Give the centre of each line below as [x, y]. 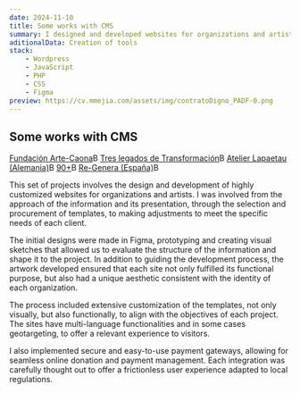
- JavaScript [50, 68]
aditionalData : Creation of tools [74, 42]
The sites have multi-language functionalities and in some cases [128, 324]
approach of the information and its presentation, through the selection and [148, 204]
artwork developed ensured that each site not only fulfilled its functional [142, 269]
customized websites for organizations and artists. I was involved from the [146, 195]
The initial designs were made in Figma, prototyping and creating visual [141, 240]
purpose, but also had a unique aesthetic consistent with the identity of [140, 279]
